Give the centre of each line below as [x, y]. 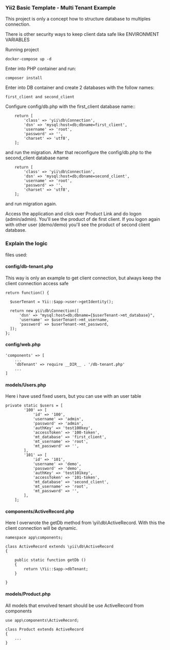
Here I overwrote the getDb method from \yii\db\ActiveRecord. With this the [85, 523]
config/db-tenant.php [29, 267]
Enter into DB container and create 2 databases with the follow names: [80, 88]
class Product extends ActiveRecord [44, 629]
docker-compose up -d [29, 59]
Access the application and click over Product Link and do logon [73, 214]
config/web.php [23, 345]
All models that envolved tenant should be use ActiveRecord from [75, 605]
